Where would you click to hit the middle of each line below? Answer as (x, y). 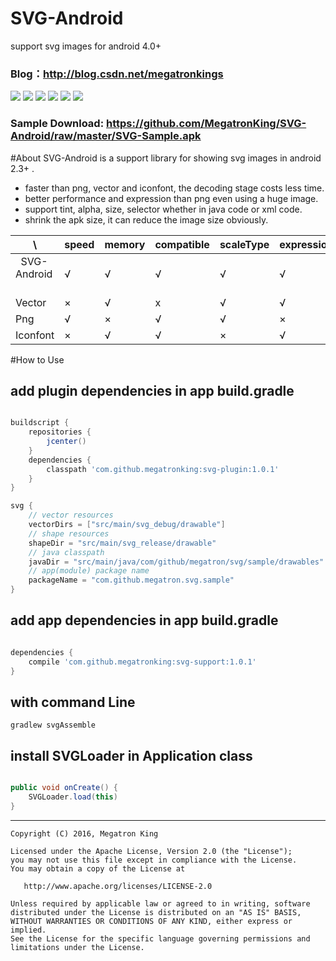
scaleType (244, 244)
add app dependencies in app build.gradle (144, 620)
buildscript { (40, 423)
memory (125, 244)
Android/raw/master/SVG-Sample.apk (106, 136)
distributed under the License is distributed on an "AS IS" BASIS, (156, 912)
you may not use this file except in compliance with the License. (154, 860)
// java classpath (66, 552)
